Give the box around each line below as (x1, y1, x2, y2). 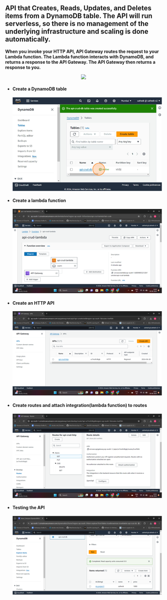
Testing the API (12, 505, 45, 511)
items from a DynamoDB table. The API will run (5, 12, 153, 20)
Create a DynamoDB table (12, 86, 67, 92)
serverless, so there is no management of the (5, 19, 149, 28)
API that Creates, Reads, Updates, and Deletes (5, 4, 152, 12)
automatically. (5, 35, 51, 44)
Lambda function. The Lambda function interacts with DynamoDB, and (5, 53, 154, 59)
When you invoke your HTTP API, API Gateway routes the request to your (5, 48, 159, 54)
